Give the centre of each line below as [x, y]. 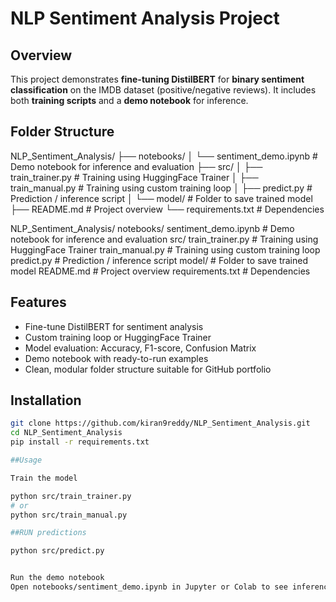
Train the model [44, 478]
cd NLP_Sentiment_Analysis [66, 433]
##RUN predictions [48, 533]
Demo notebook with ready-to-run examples [116, 358]
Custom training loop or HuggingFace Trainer [118, 337]
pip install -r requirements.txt [80, 442]
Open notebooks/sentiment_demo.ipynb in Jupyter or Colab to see [149, 587]
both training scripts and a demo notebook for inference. [129, 100]
